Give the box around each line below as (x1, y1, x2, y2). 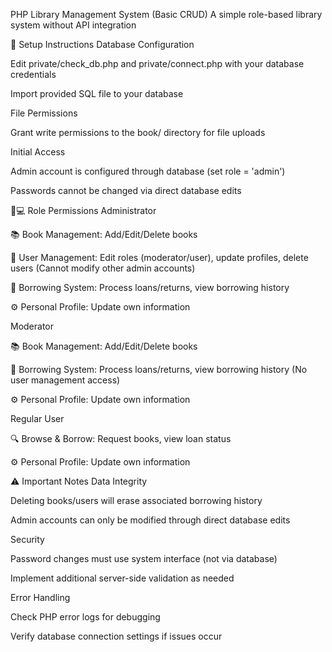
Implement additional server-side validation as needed (10, 572, 235, 584)
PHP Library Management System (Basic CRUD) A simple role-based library (10, 9, 323, 20)
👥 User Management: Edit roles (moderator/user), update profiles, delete (10, 252, 309, 263)
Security (10, 534, 45, 545)
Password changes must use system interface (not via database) (10, 553, 278, 564)
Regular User (10, 413, 65, 424)
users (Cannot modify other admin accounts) (10, 262, 196, 274)
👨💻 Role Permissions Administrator (10, 205, 157, 216)
